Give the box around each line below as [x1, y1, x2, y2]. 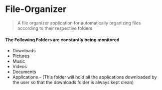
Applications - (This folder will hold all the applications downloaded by [12, 74, 157, 80]
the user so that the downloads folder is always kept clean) [12, 80, 134, 86]
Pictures [12, 53, 30, 59]
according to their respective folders [17, 25, 93, 31]
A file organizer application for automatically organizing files [17, 20, 141, 26]
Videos [12, 64, 27, 70]
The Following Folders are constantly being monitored [5, 36, 120, 43]
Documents [12, 69, 36, 75]
